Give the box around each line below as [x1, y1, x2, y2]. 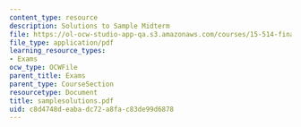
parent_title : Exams [9, 72, 87, 80]
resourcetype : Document [9, 88, 99, 97]
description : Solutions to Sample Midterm [9, 21, 170, 30]
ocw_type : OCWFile [9, 63, 78, 72]
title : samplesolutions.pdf [9, 96, 115, 106]
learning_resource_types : [9, 47, 106, 55]
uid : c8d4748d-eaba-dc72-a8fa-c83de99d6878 [9, 105, 175, 114]
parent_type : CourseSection [9, 80, 115, 89]
